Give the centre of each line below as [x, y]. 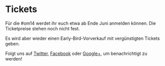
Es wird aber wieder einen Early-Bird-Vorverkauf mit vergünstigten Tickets [82, 38]
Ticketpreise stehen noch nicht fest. [43, 28]
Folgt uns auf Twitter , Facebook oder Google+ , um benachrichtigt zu [76, 53]
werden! [14, 58]
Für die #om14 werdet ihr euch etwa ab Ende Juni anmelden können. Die [81, 23]
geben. [13, 43]
